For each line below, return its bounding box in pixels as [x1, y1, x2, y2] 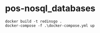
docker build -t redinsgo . [5, 19, 62, 24]
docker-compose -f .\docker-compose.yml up [5, 23, 95, 28]
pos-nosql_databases [5, 3, 96, 14]
